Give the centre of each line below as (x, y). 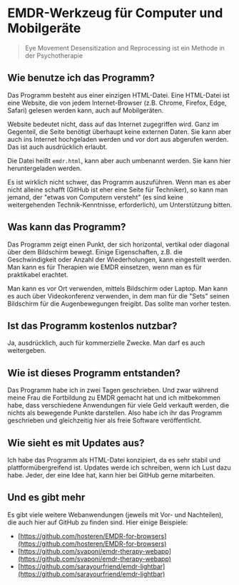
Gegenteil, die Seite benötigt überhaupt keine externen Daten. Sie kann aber (119, 131)
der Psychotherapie (54, 56)
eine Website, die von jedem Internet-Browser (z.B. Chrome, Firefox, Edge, (117, 103)
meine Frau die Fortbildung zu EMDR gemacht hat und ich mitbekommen (114, 398)
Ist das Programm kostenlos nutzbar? (92, 326)
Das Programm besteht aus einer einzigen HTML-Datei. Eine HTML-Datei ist (118, 95)
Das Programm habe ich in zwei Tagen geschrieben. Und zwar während (113, 390)
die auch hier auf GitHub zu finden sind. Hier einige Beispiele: (98, 522)
